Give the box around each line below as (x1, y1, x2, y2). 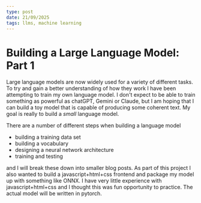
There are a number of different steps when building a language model (6, 122, 181, 129)
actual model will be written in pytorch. (6, 190, 102, 197)
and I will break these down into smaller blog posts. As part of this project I (6, 165, 191, 172)
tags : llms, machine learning (6, 20, 82, 26)
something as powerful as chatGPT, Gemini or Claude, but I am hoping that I (6, 97, 194, 105)
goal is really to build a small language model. (6, 111, 119, 118)
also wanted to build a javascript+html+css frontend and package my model (6, 171, 194, 178)
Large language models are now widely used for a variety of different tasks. (6, 79, 194, 86)
